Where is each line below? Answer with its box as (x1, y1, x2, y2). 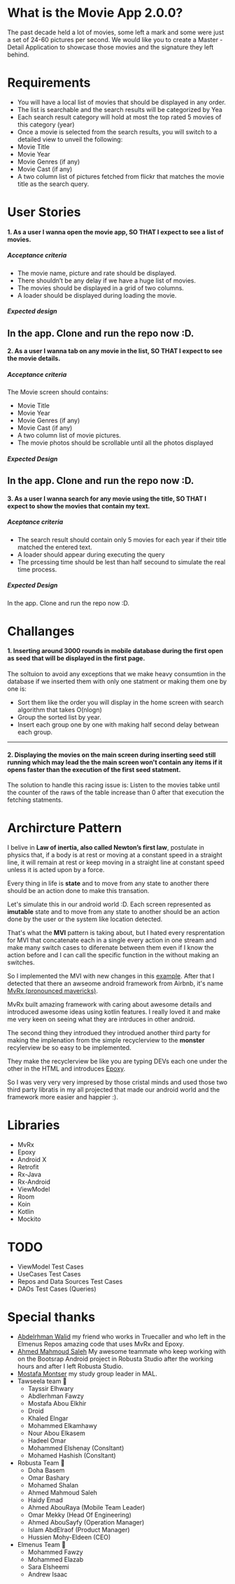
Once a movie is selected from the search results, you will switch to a (17, 127, 218, 136)
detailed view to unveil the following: (17, 135, 123, 143)
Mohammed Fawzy (27, 1548, 83, 1557)
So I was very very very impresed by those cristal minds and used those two (7, 1078, 228, 1087)
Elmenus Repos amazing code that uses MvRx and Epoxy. (17, 1340, 185, 1348)
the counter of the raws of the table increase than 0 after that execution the (7, 788, 225, 797)
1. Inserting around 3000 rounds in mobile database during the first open (7, 647, 224, 655)
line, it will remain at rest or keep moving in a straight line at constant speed (7, 858, 225, 866)
